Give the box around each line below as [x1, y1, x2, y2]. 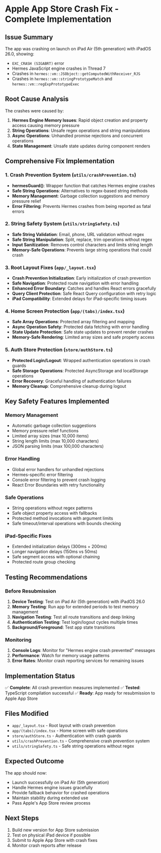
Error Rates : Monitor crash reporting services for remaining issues [12, 658, 144, 663]
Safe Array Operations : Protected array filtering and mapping [12, 319, 135, 325]
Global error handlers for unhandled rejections [12, 466, 105, 472]
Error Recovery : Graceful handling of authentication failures [12, 378, 132, 384]
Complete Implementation [5, 14, 112, 25]
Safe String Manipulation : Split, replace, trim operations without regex [12, 237, 153, 242]
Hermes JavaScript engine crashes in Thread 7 [12, 65, 106, 71]
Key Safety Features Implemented [5, 397, 109, 406]
